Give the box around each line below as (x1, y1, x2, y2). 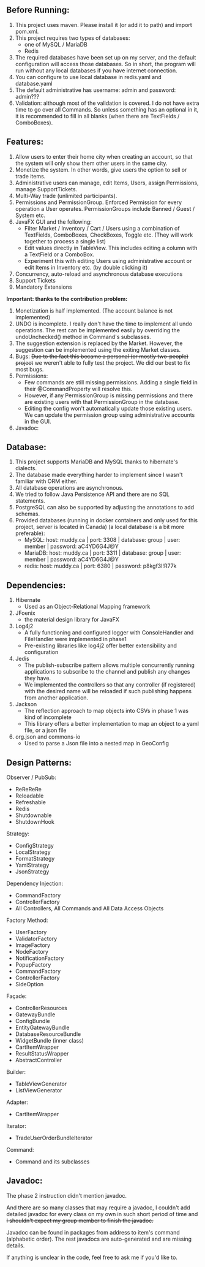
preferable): (15, 530, 45, 537)
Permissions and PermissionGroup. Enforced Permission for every (15, 199, 182, 206)
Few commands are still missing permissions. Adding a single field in (24, 378, 198, 386)
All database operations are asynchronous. (15, 484, 124, 492)
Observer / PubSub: (6, 774, 56, 781)
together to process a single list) (24, 237, 106, 245)
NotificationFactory (15, 954, 64, 962)
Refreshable (15, 799, 46, 806)
